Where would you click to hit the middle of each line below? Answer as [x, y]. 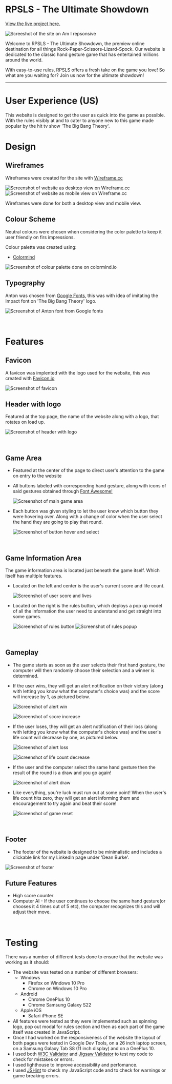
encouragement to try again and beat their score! [64, 803]
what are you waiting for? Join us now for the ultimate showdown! [75, 75]
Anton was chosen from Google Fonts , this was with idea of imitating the [82, 295]
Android [29, 994]
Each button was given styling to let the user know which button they [85, 511]
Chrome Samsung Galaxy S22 [60, 1005]
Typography [25, 283]
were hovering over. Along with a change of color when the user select [87, 517]
